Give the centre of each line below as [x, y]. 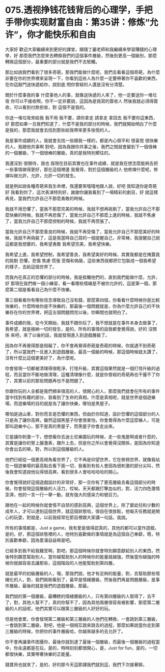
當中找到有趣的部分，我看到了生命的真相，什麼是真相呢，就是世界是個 [76, 397]
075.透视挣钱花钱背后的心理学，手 [75, 10]
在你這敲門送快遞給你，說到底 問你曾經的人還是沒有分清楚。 [66, 84]
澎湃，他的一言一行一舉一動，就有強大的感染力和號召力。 [63, 494]
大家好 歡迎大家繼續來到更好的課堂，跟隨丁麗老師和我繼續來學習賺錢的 [77, 49]
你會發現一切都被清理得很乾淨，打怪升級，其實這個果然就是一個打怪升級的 [80, 368]
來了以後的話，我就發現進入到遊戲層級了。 [66, 335]
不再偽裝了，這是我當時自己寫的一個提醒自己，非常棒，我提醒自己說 [91, 237]
